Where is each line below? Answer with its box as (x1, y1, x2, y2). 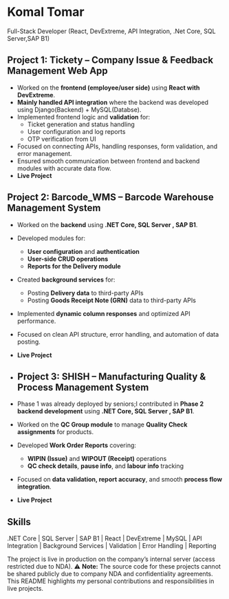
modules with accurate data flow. (17, 164, 111, 173)
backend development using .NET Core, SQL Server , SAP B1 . (17, 407, 195, 415)
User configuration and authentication (27, 247, 140, 255)
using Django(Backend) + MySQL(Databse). (17, 105, 142, 114)
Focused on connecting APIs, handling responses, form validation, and (17, 142, 218, 150)
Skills (7, 515, 31, 528)
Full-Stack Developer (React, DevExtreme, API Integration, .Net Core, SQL (7, 27, 216, 35)
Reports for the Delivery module (27, 262, 122, 270)
